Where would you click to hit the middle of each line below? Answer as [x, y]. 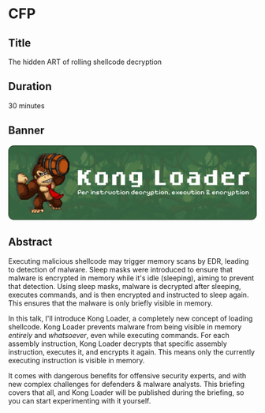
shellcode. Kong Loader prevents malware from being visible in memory [125, 327]
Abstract [30, 242]
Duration [30, 86]
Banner [26, 131]
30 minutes [26, 105]
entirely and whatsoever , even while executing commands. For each [119, 335]
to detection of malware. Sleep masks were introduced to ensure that [120, 269]
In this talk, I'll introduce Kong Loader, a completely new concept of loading [131, 318]
